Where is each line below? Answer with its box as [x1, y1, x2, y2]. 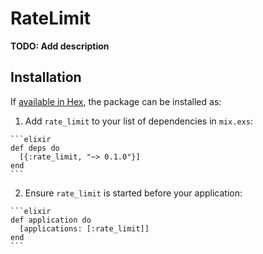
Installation [10, 69, 82, 86]
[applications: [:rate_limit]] [19, 223, 150, 234]
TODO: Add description [10, 40, 110, 52]
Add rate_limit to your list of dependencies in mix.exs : [24, 115, 253, 127]
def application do [10, 215, 92, 225]
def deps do [10, 143, 60, 153]
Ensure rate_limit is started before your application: [24, 187, 243, 199]
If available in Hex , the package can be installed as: [10, 95, 222, 107]
